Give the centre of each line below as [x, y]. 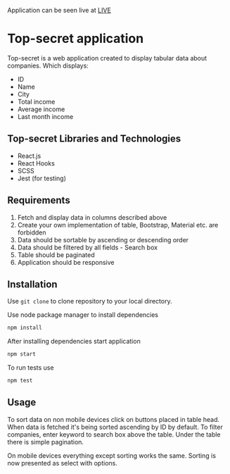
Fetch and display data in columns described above [92, 217]
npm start [22, 354]
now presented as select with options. [62, 463]
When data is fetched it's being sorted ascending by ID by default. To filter [115, 427]
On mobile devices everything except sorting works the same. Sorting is [112, 455]
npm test [20, 381]
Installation [32, 284]
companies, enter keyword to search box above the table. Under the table [114, 434]
